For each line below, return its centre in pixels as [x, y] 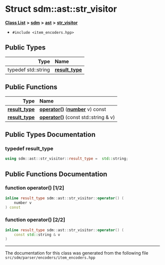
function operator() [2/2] [35, 220]
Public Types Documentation [50, 134]
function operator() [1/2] [35, 188]
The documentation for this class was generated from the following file [77, 253]
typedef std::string [29, 70]
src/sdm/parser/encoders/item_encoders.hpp [50, 258]
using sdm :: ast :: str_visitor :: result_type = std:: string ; [67, 159]
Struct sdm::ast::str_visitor [61, 9]
